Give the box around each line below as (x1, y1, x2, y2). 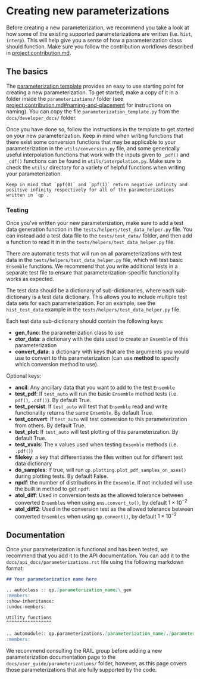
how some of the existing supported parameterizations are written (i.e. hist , (6, 30, 193, 37)
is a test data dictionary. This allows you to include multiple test (32, 294, 187, 301)
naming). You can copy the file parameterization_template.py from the (6, 107, 180, 115)
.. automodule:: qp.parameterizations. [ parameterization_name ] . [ (6, 631, 171, 637)
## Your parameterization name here (6, 576, 97, 582)
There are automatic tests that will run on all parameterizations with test (6, 250, 182, 257)
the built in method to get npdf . (14, 485, 90, 493)
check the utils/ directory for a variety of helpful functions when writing (6, 163, 186, 171)
